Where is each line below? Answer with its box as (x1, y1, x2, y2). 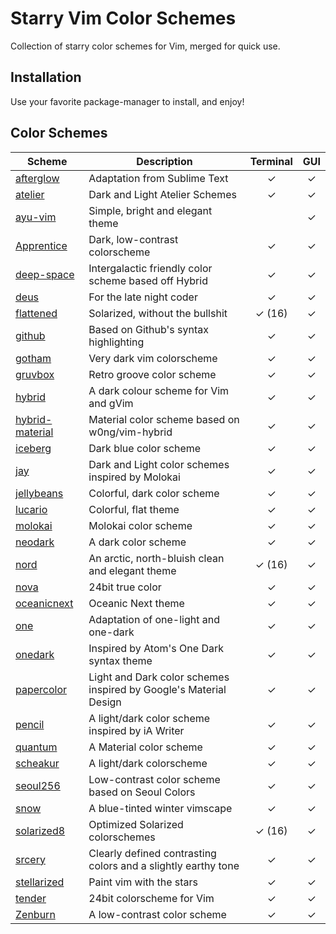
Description (136, 154, 193, 168)
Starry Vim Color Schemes (10, 7, 237, 30)
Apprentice (15, 238, 68, 252)
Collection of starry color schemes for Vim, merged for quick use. (10, 40, 281, 52)
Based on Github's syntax (88, 322, 209, 336)
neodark (15, 535, 55, 549)
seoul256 (15, 778, 61, 792)
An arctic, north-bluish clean (88, 551, 225, 565)
